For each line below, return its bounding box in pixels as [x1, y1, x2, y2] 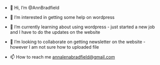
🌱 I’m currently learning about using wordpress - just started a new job [9, 24, 156, 30]
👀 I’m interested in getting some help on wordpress [9, 14, 115, 20]
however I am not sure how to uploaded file [9, 44, 99, 50]
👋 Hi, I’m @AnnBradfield [9, 5, 60, 10]
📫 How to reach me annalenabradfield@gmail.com [9, 54, 115, 60]
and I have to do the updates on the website [9, 29, 101, 35]
